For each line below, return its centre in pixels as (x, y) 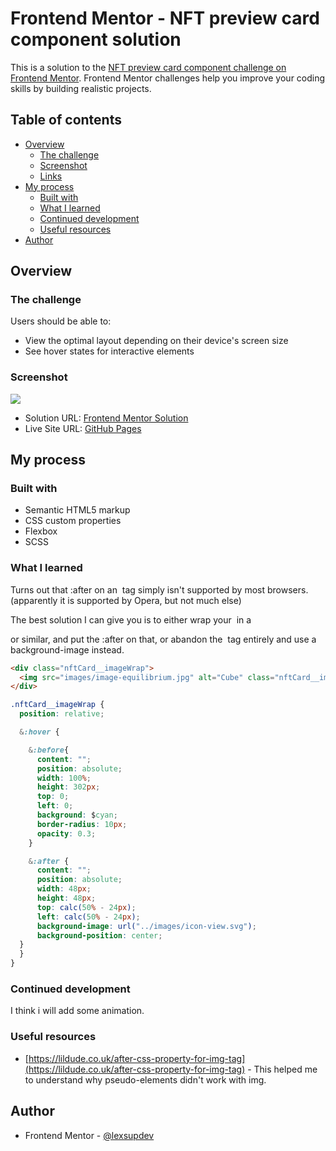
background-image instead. (67, 649)
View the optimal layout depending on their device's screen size (156, 341)
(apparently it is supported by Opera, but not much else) (126, 600)
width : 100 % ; (64, 778)
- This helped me (282, 1069)
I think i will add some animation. (77, 1011)
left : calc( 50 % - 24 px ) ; (88, 917)
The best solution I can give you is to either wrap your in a (131, 619)
